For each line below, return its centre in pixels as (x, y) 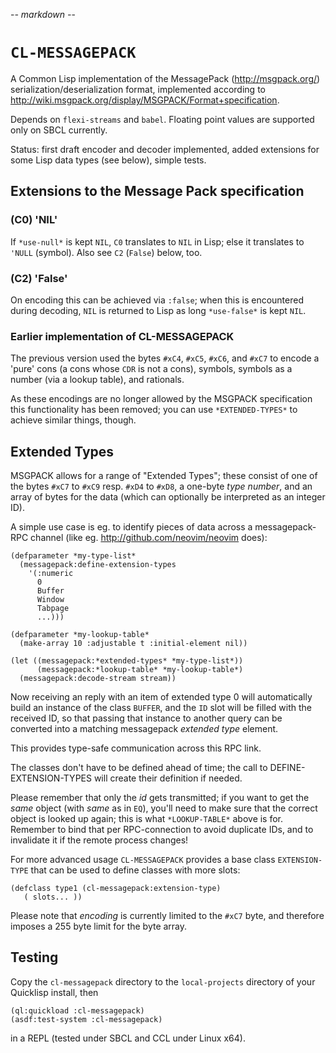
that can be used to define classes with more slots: (135, 870)
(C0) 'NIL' (34, 220)
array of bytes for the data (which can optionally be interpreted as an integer (168, 497)
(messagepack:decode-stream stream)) (98, 679)
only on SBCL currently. (59, 130)
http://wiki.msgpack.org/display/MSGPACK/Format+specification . (145, 100)
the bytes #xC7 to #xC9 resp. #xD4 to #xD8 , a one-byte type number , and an (161, 486)
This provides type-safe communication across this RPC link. (136, 748)
